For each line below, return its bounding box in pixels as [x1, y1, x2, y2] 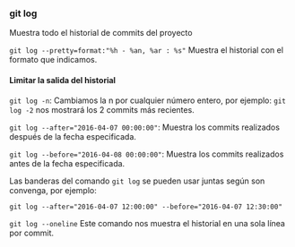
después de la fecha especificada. [9, 131, 137, 141]
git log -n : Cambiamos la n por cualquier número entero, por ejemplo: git [9, 95, 287, 106]
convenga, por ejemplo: [9, 184, 97, 195]
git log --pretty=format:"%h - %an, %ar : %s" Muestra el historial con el [9, 45, 284, 55]
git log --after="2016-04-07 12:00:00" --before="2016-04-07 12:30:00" [9, 202, 282, 211]
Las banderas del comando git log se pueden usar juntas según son [9, 175, 265, 186]
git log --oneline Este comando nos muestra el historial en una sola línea [9, 217, 285, 228]
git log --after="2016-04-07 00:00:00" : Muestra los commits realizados [9, 122, 281, 132]
